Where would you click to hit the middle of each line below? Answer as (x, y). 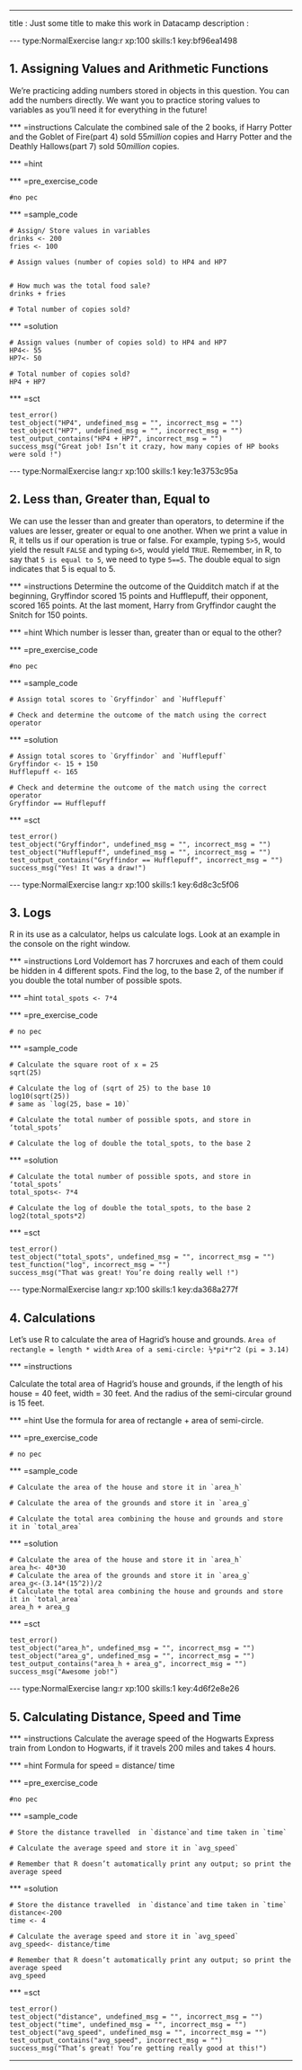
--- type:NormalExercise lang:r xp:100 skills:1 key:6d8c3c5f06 (124, 884)
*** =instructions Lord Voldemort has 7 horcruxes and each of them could (147, 961)
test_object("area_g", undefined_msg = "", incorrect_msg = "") (132, 1656)
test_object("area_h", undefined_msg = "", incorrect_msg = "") (132, 1648)
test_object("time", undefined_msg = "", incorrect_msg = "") (128, 2025)
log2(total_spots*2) (48, 1216)
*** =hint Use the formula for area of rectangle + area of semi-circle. (137, 1421)
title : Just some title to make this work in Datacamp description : (129, 23)
